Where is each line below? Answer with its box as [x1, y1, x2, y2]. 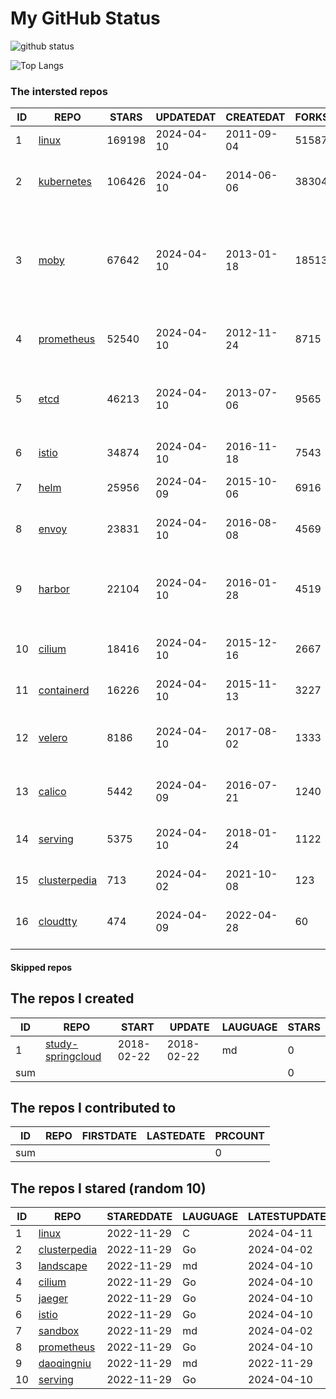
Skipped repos [10, 961, 73, 973]
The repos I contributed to [10, 1100, 177, 1117]
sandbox [38, 1324, 80, 1338]
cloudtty [38, 915, 78, 929]
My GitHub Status [10, 7, 161, 30]
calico [38, 785, 67, 799]
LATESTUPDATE [248, 1210, 327, 1224]
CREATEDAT [225, 110, 286, 124]
